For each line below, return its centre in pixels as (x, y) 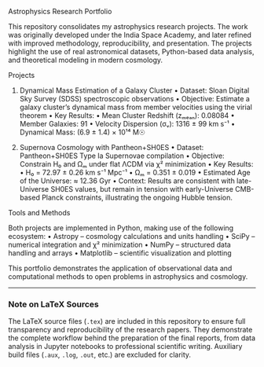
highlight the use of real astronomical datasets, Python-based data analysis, (131, 51)
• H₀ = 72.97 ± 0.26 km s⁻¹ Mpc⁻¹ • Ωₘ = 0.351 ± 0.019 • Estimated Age (135, 172)
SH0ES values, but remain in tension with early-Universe (142, 189)
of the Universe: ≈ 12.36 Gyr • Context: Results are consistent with (127, 181)
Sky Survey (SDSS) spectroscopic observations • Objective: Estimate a (134, 99)
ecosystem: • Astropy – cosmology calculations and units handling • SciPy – (132, 236)
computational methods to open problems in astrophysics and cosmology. (128, 277)
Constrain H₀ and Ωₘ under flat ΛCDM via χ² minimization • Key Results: (136, 164)
